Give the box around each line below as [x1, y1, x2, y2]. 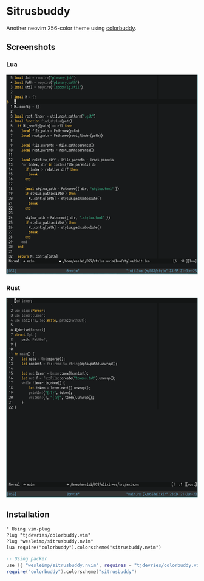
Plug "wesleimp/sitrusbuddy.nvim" [6, 538, 94, 544]
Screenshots [6, 42, 56, 52]
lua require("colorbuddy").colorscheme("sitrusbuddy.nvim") [6, 544, 162, 551]
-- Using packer [6, 555, 47, 562]
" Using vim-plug [6, 526, 50, 532]
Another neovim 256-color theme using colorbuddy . [6, 24, 137, 32]
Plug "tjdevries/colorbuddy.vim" [6, 532, 91, 538]
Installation [6, 509, 50, 519]
